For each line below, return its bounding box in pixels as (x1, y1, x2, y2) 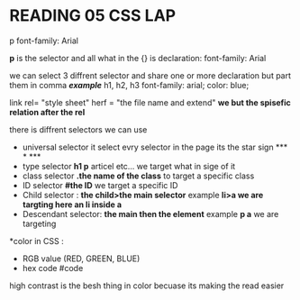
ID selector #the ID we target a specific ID (22, 179, 178, 190)
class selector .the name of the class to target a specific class (22, 170, 255, 181)
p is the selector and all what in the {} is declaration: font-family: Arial (9, 52, 267, 63)
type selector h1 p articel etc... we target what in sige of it (22, 160, 236, 171)
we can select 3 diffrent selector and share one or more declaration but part (9, 69, 291, 81)
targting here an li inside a (22, 199, 123, 210)
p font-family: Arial (9, 35, 79, 46)
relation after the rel (9, 106, 86, 117)
